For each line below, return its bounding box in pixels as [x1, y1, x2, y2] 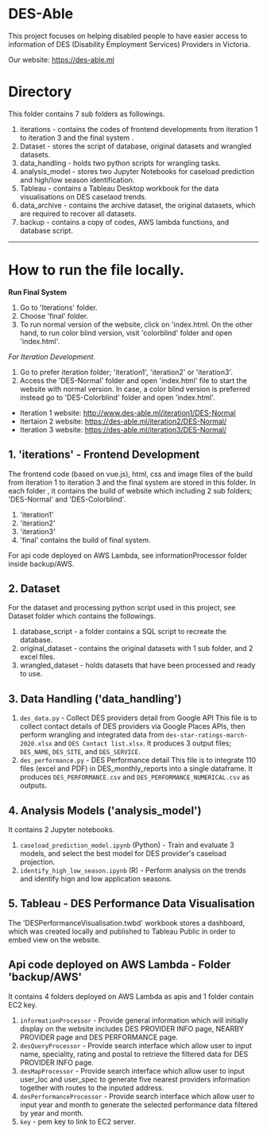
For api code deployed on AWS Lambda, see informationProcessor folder [8, 550, 248, 560]
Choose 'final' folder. [19, 311, 89, 320]
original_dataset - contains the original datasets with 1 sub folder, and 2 [19, 644, 253, 653]
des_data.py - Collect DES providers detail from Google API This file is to [19, 713, 257, 723]
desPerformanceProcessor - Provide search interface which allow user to [19, 1091, 255, 1101]
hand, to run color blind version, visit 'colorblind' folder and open [19, 327, 233, 338]
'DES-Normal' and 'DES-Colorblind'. [8, 494, 126, 504]
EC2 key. [8, 1000, 37, 1009]
